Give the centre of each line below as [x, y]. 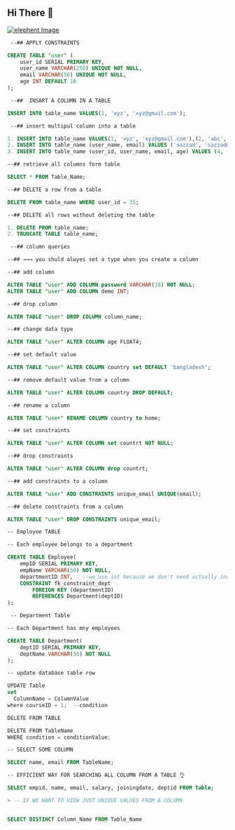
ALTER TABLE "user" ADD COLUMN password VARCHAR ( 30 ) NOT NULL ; [101, 285]
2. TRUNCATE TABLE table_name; [53, 234]
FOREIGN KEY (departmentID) [73, 590]
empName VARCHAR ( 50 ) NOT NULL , [65, 570]
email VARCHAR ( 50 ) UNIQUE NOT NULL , [73, 75]
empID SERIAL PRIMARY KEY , [59, 564]
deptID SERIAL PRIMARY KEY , [60, 647]
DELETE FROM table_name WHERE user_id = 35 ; [73, 202]
